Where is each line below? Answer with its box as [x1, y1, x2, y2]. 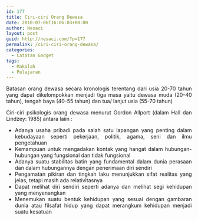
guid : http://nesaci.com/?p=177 [6, 36, 85, 42]
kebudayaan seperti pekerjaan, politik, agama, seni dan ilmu [14, 133, 192, 140]
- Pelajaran [11, 69, 41, 75]
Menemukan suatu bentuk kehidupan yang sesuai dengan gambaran [14, 196, 192, 203]
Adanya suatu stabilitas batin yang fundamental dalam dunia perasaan [14, 158, 192, 165]
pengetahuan [14, 139, 47, 146]
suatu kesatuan [14, 208, 52, 215]
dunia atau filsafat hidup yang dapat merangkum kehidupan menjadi [14, 202, 192, 209]
